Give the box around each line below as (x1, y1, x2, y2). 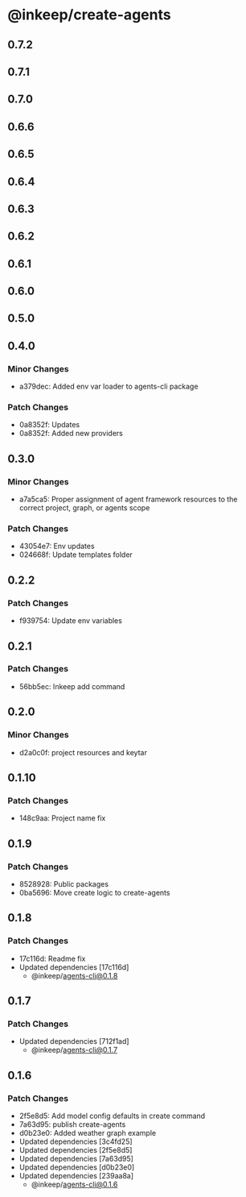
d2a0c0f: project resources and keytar (18, 747, 148, 757)
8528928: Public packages (18, 879, 109, 888)
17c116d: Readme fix (18, 954, 86, 963)
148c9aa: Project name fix (18, 813, 106, 823)
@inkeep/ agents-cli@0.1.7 (31, 1045, 118, 1055)
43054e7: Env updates (18, 542, 95, 551)
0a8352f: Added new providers (18, 429, 124, 438)
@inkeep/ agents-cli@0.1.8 (31, 970, 118, 980)
